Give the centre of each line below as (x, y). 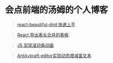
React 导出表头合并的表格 (43, 35)
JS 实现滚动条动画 (35, 45)
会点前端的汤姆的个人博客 (57, 10)
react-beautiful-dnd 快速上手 (46, 24)
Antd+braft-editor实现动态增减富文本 (54, 55)
